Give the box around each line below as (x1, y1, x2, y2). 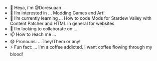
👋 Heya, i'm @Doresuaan (9, 5, 61, 10)
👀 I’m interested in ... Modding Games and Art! (9, 10, 105, 16)
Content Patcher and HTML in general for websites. (9, 20, 116, 26)
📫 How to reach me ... (9, 31, 56, 37)
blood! (9, 51, 23, 57)
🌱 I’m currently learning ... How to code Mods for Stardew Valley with (9, 15, 152, 21)
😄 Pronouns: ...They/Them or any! (9, 39, 81, 44)
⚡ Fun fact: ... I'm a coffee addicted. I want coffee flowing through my (9, 44, 153, 50)
